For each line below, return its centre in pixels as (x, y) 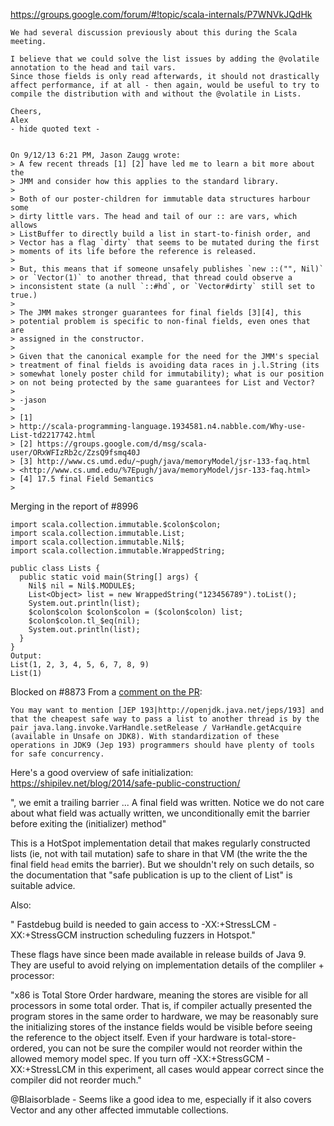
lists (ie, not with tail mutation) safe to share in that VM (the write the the (159, 853)
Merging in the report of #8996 (74, 506)
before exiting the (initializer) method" (88, 823)
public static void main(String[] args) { (109, 577)
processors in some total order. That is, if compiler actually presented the (161, 1005)
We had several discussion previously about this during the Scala (154, 33)
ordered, (28, 1048)
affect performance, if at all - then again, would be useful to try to (165, 85)
